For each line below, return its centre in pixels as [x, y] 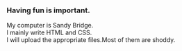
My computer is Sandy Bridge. [50, 25]
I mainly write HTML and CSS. [49, 32]
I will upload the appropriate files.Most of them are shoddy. [91, 40]
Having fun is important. [49, 10]
